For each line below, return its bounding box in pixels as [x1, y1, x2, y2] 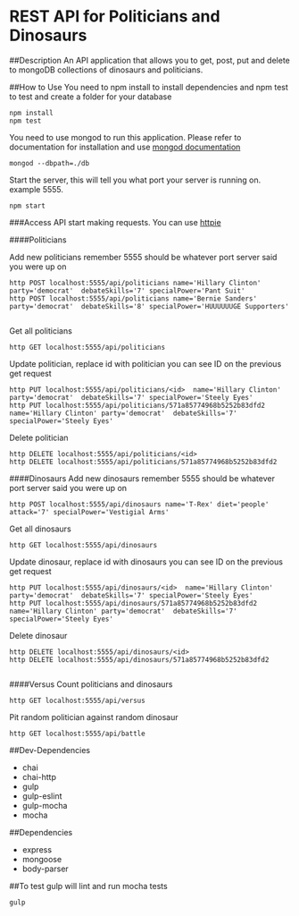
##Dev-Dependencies [9, 744, 91, 755]
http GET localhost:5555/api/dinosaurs [9, 540, 158, 549]
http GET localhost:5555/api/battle [9, 729, 145, 738]
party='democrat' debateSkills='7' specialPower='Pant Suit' [9, 286, 245, 295]
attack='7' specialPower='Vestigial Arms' [9, 507, 170, 516]
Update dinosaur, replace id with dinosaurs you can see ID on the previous [9, 556, 284, 567]
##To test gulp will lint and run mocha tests [9, 880, 168, 891]
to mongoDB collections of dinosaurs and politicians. [9, 64, 203, 75]
